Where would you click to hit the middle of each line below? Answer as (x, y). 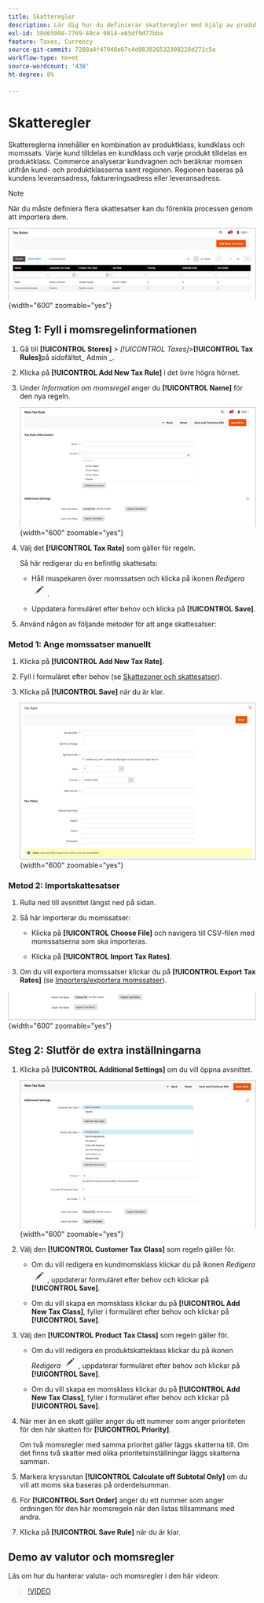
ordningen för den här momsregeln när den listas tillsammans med (127, 1509)
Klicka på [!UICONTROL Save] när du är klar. (92, 692)
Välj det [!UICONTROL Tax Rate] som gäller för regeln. (108, 548)
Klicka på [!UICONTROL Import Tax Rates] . (101, 957)
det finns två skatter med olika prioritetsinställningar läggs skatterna (130, 1453)
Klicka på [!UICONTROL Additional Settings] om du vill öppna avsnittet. (136, 1069)
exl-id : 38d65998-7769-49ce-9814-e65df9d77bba (86, 33)
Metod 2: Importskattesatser (64, 886)
